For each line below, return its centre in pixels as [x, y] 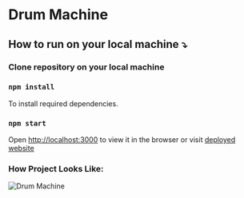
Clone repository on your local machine [86, 67]
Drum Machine [58, 15]
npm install [32, 87]
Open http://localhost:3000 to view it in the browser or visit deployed [122, 140]
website [21, 148]
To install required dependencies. [63, 103]
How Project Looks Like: [56, 169]
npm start [27, 123]
